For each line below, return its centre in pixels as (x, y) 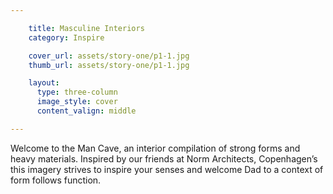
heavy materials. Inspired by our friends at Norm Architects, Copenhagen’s (164, 158)
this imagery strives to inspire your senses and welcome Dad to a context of (167, 169)
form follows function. (56, 180)
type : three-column (77, 92)
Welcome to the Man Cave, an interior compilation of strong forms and (155, 148)
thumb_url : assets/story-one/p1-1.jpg (109, 65)
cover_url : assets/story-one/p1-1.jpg (109, 56)
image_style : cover (77, 102)
